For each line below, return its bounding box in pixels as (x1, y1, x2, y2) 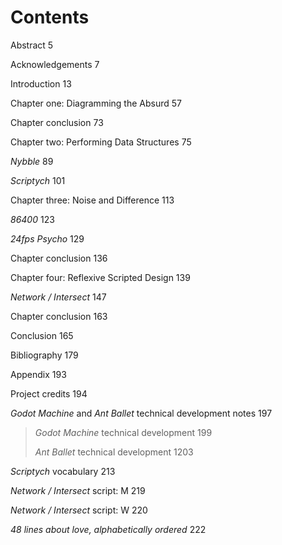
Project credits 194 (10, 387, 88, 400)
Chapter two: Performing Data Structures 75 (10, 136, 192, 148)
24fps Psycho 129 (10, 232, 85, 245)
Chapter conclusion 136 (10, 252, 108, 264)
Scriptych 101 (10, 174, 66, 186)
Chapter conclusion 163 (10, 310, 108, 322)
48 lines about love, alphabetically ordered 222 (10, 523, 207, 535)
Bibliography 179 (10, 349, 79, 361)
